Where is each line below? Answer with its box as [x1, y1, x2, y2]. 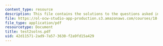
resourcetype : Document [5, 25, 53, 30]
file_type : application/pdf [5, 20, 62, 25]
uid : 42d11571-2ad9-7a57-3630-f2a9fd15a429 [5, 34, 95, 39]
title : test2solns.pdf [5, 29, 51, 34]
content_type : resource [5, 7, 53, 12]
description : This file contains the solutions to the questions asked [5, 11, 153, 16]
